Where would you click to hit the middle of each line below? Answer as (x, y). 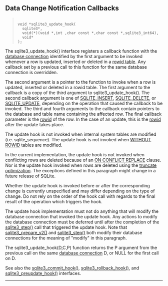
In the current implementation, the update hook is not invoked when (75, 154)
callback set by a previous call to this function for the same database (76, 67)
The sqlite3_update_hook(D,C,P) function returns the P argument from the (81, 247)
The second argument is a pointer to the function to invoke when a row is (80, 82)
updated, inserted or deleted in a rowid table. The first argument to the (78, 87)
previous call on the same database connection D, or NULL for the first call (82, 253)
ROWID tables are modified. (34, 145)
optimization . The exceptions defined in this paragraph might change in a (80, 170)
